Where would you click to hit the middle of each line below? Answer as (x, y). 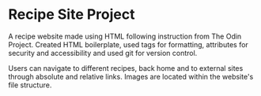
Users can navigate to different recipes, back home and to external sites (126, 68)
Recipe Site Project (72, 15)
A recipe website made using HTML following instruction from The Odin (125, 36)
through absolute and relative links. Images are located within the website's (131, 76)
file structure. (30, 85)
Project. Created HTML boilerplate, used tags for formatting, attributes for (129, 44)
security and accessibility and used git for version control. (103, 53)
